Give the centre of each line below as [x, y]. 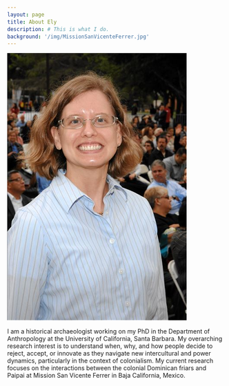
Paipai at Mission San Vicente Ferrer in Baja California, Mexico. [96, 376]
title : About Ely [32, 22]
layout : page [26, 15]
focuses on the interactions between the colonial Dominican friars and [107, 368]
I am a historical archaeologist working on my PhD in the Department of [109, 331]
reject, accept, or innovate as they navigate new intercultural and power [109, 354]
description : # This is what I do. [58, 29]
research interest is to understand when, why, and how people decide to [110, 346]
